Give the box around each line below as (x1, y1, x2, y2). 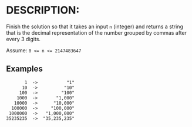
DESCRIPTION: (6, 4, 80, 17)
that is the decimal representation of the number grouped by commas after (6, 29, 187, 36)
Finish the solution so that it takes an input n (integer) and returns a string (6, 23, 184, 30)
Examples (6, 64, 43, 74)
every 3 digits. (6, 35, 41, 42)
